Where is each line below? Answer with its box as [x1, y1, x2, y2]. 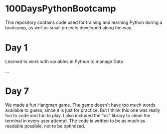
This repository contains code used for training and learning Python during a [5, 19, 163, 25]
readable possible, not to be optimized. [5, 123, 86, 129]
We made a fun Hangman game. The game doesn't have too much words [5, 102, 156, 108]
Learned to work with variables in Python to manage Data [5, 58, 123, 65]
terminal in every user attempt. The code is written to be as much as [5, 118, 146, 124]
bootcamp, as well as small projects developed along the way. [5, 24, 133, 30]
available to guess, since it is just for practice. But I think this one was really [5, 107, 161, 113]
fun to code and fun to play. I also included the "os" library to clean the [5, 112, 151, 118]
